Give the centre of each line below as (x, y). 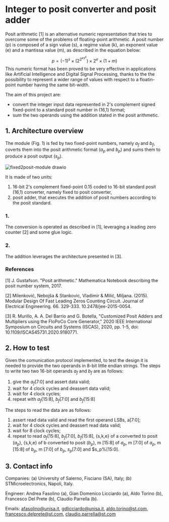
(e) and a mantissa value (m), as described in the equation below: (73, 50)
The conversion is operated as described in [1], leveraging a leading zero (81, 227)
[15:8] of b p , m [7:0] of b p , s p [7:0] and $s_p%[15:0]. (66, 450)
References (20, 270)
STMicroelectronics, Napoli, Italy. (39, 484)
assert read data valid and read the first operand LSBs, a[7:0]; (76, 420)
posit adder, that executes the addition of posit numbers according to (84, 197)
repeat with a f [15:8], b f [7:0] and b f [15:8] (54, 400)
